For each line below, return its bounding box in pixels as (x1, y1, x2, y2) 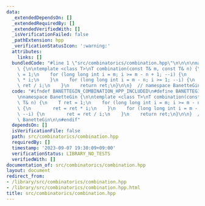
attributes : (12, 49, 43, 55)
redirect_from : (6, 173, 45, 180)
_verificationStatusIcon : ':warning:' (12, 43, 111, 49)
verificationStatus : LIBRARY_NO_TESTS (12, 151, 111, 157)
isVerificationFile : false (12, 128, 81, 134)
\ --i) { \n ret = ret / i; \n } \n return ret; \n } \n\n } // (17, 111, 203, 117)
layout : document (6, 168, 51, 174)
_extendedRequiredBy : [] (12, 20, 75, 26)
